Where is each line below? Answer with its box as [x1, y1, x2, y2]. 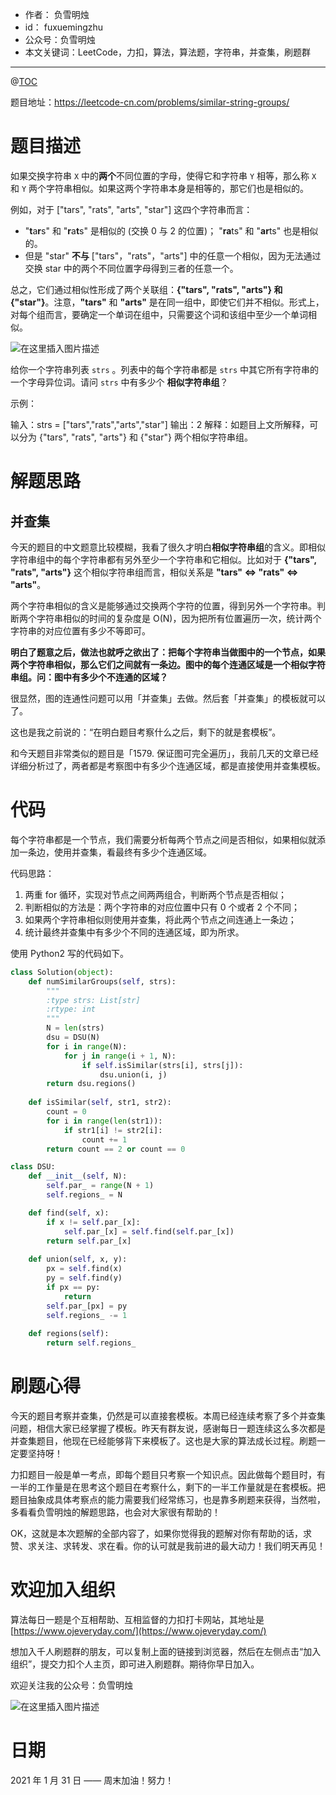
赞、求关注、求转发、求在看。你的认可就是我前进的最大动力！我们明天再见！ [10, 1539, 326, 1552]
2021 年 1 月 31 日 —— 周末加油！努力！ [10, 1774, 175, 1786]
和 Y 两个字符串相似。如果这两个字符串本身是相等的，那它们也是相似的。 [10, 182, 310, 194]
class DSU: [10, 1162, 56, 1172]
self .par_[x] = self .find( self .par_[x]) [63, 1226, 235, 1237]
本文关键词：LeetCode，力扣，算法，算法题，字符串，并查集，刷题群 [24, 46, 311, 58]
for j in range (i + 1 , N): [63, 1051, 177, 1061]
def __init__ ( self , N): [28, 1171, 128, 1182]
